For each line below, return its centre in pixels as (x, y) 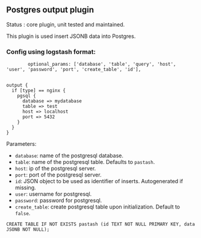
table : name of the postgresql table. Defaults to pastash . (85, 162)
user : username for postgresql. (53, 194)
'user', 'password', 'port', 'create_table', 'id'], (74, 70)
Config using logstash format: (51, 52)
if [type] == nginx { (39, 91)
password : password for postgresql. (58, 201)
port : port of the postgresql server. (58, 175)
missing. (25, 188)
